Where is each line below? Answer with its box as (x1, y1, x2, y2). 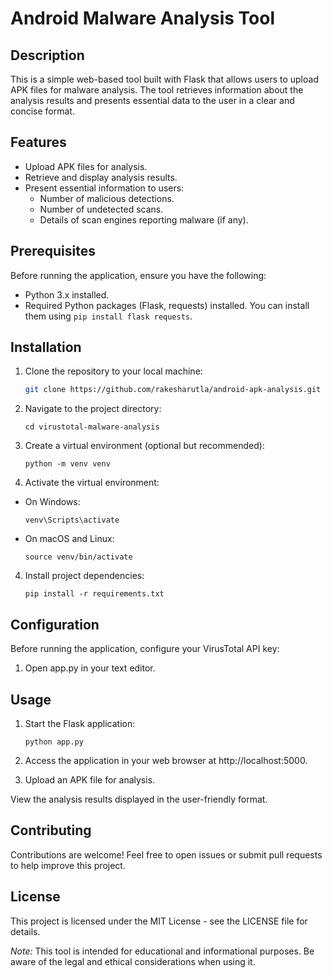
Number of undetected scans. (39, 203, 164, 215)
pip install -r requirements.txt (24, 589, 165, 599)
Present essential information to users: (24, 182, 185, 194)
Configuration (10, 616, 100, 633)
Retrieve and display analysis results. (24, 171, 178, 183)
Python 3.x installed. (24, 288, 110, 301)
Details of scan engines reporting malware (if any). (39, 213, 249, 226)
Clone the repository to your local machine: (24, 365, 203, 377)
